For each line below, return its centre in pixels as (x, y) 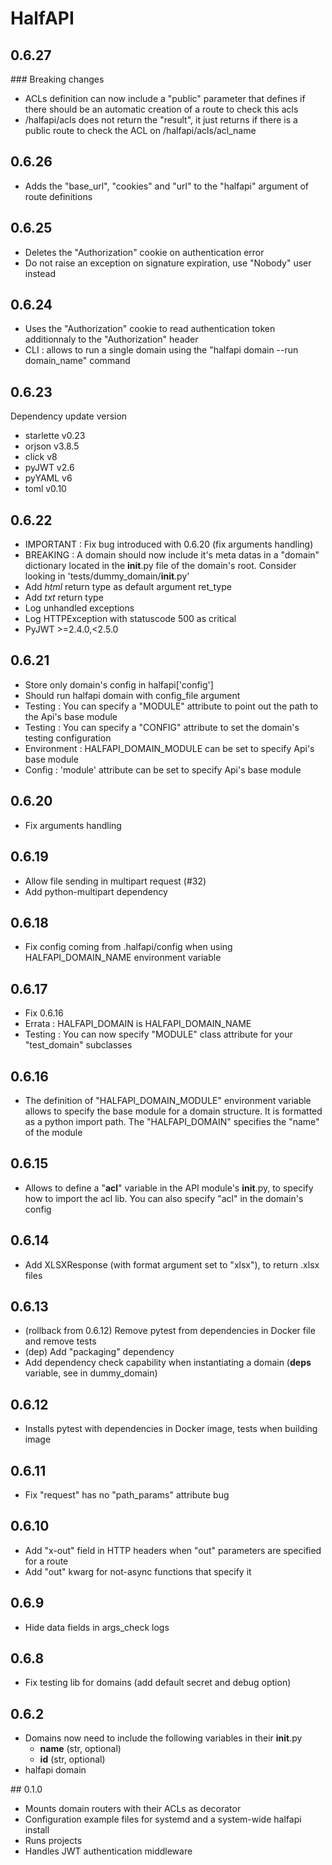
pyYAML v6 (48, 478)
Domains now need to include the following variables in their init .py (163, 1738)
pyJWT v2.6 (49, 468)
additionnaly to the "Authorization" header (111, 339)
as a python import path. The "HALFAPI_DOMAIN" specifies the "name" (172, 1121)
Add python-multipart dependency (96, 891)
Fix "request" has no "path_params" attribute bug (127, 1495)
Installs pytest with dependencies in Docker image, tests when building (171, 1429)
